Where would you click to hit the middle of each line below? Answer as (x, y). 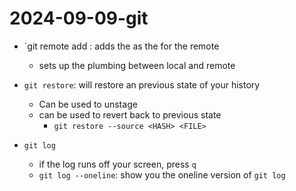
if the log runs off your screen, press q (117, 164)
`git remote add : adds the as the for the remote (121, 46)
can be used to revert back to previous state (130, 114)
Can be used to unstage (88, 104)
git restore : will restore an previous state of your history (142, 84)
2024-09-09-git (79, 18)
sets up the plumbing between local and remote (137, 65)
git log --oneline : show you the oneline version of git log (162, 174)
